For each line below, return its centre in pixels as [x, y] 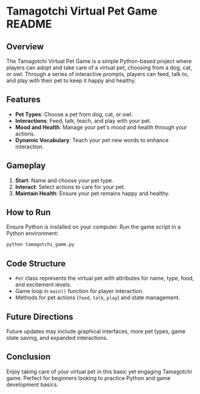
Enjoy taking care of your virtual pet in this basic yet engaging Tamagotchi [99, 372]
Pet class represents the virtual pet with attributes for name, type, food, [105, 278]
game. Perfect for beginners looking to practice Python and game [88, 378]
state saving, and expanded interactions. [57, 337]
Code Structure [36, 264]
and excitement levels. [43, 285]
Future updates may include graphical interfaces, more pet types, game [96, 331]
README [29, 24]
